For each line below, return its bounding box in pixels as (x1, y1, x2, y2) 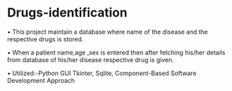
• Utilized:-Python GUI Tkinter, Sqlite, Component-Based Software (7, 69, 197, 77)
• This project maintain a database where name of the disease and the (7, 28, 208, 36)
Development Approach (7, 76, 75, 84)
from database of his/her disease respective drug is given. (7, 55, 175, 63)
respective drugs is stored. (7, 34, 84, 43)
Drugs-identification (7, 5, 128, 21)
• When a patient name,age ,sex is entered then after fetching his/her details (7, 48, 226, 57)
